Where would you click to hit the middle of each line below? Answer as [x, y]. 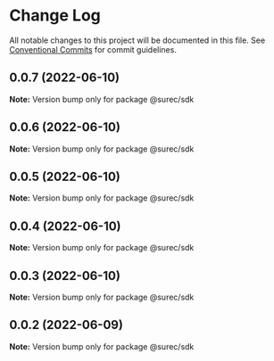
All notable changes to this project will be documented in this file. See [137, 40]
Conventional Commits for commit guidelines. [93, 49]
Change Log [55, 16]
